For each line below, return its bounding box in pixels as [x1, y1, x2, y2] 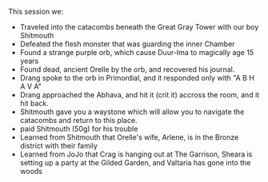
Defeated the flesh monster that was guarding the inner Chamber [19, 39, 235, 49]
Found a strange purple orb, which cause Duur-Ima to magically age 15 [19, 48, 254, 57]
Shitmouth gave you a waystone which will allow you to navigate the [19, 107, 245, 117]
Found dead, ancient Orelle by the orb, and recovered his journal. [19, 65, 235, 74]
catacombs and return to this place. [19, 116, 138, 125]
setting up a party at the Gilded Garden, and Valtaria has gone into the [19, 158, 251, 167]
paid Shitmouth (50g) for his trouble [19, 124, 138, 133]
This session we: [8, 7, 64, 16]
